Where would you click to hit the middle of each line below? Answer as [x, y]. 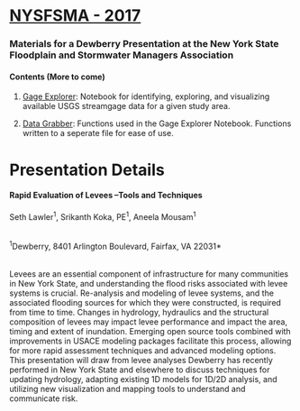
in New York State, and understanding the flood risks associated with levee [149, 284]
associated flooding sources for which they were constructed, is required [145, 303]
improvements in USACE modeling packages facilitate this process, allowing [150, 341]
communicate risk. [44, 398]
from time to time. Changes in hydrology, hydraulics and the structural [139, 313]
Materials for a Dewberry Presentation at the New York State [144, 44]
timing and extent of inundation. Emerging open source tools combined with [150, 332]
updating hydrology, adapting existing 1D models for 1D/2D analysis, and [143, 379]
